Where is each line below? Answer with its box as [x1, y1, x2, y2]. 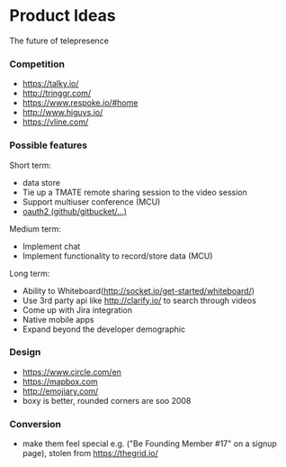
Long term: [9, 268, 50, 279]
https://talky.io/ [22, 78, 79, 89]
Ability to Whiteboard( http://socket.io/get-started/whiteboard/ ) [22, 285, 255, 296]
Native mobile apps [22, 314, 94, 325]
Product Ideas [9, 5, 116, 26]
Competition [9, 58, 66, 70]
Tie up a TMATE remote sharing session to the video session [22, 187, 247, 197]
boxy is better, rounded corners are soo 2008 [22, 395, 192, 406]
